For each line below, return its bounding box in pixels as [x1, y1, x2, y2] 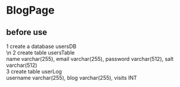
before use [6, 27, 48, 37]
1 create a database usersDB [6, 43, 76, 50]
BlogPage [6, 4, 55, 17]
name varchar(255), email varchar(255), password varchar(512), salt [6, 56, 174, 62]
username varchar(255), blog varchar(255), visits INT [6, 75, 137, 81]
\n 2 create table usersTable [6, 49, 75, 56]
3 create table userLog [6, 68, 63, 75]
